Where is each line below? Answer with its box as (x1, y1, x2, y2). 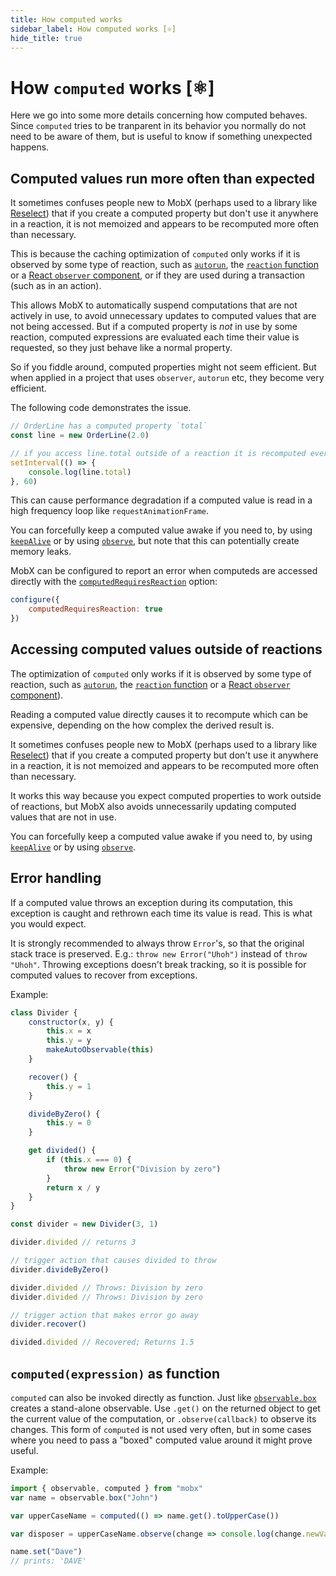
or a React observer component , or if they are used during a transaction (10, 269, 306, 281)
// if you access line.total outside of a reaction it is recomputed (10, 448, 307, 458)
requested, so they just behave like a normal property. (10, 342, 233, 354)
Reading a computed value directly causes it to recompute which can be (10, 708, 308, 720)
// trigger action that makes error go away (10, 1310, 199, 1320)
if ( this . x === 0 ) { (46, 1155, 132, 1165)
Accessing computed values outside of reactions (10, 641, 323, 658)
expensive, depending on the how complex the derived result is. (10, 719, 275, 731)
